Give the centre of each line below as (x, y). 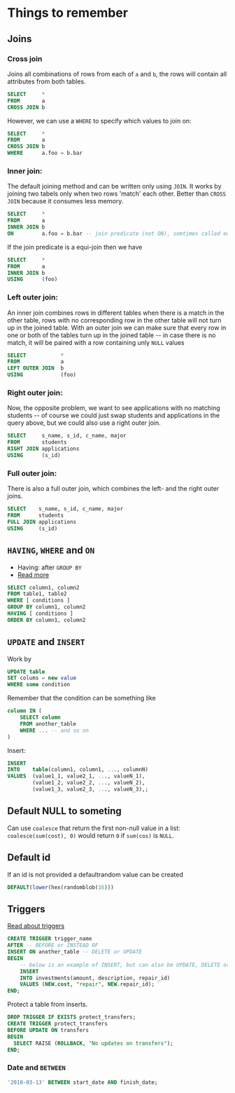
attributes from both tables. (47, 81)
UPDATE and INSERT (46, 642)
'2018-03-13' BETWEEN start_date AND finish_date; (83, 1082)
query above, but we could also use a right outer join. (84, 423)
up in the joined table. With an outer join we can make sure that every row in (117, 327)
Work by (19, 659)
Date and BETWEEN (37, 1068)
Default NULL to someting (65, 811)
